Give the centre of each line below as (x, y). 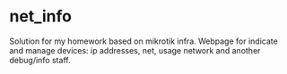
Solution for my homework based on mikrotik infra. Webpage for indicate (143, 41)
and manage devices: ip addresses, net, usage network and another (135, 50)
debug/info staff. (40, 60)
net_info (40, 16)
